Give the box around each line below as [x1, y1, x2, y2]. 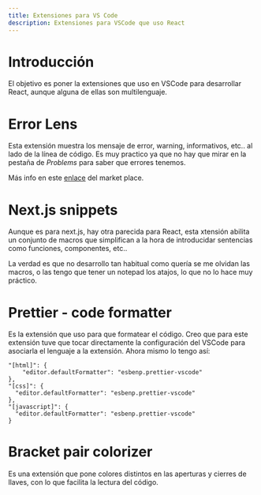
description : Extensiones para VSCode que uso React [8, 19, 185, 27]
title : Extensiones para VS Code [8, 11, 118, 20]
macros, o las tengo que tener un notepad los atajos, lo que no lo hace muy [8, 268, 253, 277]
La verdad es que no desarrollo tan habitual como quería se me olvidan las [8, 259, 251, 268]
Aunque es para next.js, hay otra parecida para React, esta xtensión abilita [8, 227, 250, 237]
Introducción [8, 53, 95, 71]
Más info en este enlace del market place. [8, 173, 144, 182]
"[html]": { [8, 362, 47, 369]
